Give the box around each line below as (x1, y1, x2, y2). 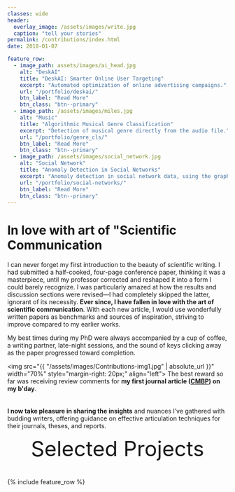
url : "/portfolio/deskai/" (20, 88, 99, 95)
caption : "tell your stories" (13, 29, 101, 37)
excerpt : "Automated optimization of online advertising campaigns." (20, 81, 227, 88)
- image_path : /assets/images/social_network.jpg (13, 153, 161, 160)
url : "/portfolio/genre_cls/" (20, 134, 108, 141)
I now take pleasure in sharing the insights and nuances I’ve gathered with (7, 407, 225, 416)
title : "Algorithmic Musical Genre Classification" (20, 121, 173, 128)
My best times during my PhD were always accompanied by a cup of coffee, (7, 334, 227, 342)
